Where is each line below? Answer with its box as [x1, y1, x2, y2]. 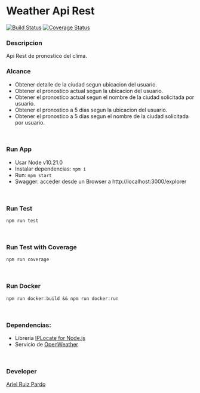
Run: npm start [14, 171, 52, 178]
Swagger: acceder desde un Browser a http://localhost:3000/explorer [14, 178, 187, 185]
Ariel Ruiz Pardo [6, 380, 46, 388]
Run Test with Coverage [6, 243, 77, 252]
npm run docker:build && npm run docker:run [6, 295, 119, 302]
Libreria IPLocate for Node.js [14, 335, 85, 342]
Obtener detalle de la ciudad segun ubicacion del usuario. [14, 81, 157, 88]
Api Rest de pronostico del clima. [6, 52, 88, 60]
